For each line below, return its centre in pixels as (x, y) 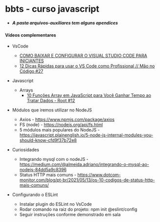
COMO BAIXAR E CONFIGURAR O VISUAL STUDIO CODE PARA (83, 55)
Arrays (26, 90)
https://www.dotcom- (99, 175)
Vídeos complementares (31, 35)
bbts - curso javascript (52, 9)
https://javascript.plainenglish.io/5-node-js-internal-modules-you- (86, 135)
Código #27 (31, 71)
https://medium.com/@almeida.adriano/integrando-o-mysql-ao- (84, 164)
